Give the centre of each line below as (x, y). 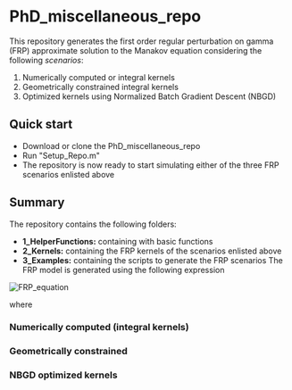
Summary (37, 203)
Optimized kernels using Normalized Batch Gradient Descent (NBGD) (149, 96)
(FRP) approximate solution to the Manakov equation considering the (136, 50)
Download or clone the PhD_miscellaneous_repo (111, 145)
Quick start (41, 124)
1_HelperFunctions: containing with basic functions (117, 241)
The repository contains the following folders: (93, 224)
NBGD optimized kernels (63, 375)
